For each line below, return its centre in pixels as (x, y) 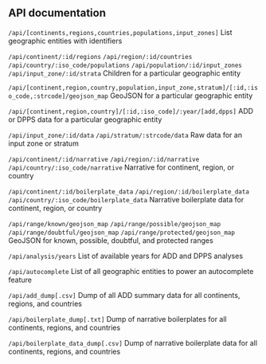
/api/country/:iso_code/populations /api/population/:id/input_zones (125, 65)
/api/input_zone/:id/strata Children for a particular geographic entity (125, 73)
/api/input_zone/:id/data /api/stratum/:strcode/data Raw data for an (125, 135)
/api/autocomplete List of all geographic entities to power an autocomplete (131, 271)
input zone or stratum (44, 143)
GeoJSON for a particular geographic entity (182, 96)
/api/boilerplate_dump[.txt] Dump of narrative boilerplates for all (117, 319)
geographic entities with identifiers (65, 41)
